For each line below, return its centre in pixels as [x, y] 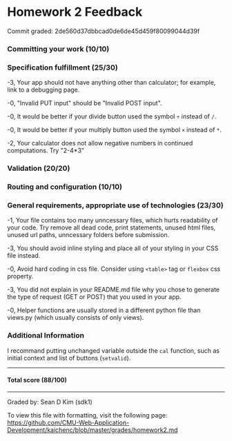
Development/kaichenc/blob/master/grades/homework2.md [93, 430]
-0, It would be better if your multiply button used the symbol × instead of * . [115, 130]
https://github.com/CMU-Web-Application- [68, 422]
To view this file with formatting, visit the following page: [87, 415]
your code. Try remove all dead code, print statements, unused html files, [112, 227]
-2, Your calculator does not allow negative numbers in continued [100, 143]
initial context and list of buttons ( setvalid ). [69, 358]
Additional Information [46, 336]
